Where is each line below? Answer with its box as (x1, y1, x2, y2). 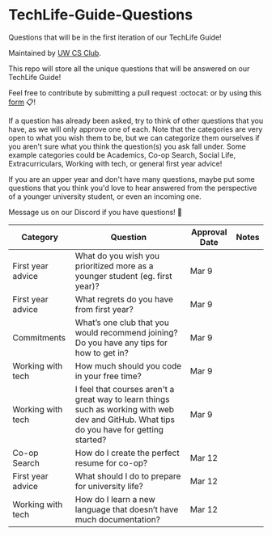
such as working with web (74, 403, 175, 415)
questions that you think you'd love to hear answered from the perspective (8, 183, 257, 192)
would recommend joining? (74, 327, 178, 338)
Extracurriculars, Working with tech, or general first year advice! (8, 158, 223, 168)
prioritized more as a (74, 260, 154, 272)
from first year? (74, 303, 134, 314)
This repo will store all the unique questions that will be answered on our (8, 63, 250, 74)
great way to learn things (74, 394, 170, 405)
